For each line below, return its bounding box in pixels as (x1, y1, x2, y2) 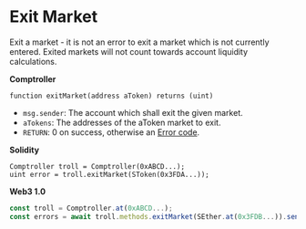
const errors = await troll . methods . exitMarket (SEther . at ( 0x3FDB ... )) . (9, 212, 287, 221)
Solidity (9, 144, 39, 155)
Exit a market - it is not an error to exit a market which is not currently (9, 36, 270, 47)
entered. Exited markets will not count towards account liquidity (9, 46, 249, 57)
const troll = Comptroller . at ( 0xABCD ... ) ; (9, 203, 173, 213)
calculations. (9, 56, 57, 67)
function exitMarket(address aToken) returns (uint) (9, 91, 214, 100)
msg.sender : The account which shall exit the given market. (22, 107, 243, 118)
